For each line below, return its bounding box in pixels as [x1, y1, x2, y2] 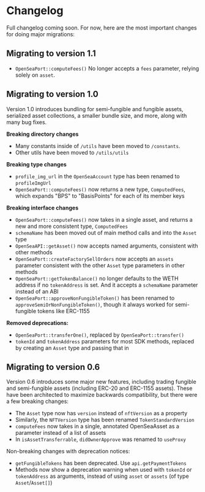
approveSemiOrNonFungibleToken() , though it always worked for [15, 300, 174, 308]
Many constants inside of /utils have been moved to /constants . [15, 142, 181, 149]
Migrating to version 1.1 [6, 49, 96, 59]
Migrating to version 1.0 [6, 89, 99, 100]
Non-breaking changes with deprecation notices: [6, 448, 130, 455]
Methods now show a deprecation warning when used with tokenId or [15, 466, 192, 474]
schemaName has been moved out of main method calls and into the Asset [15, 228, 197, 236]
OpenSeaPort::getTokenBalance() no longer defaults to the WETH [15, 275, 179, 282]
